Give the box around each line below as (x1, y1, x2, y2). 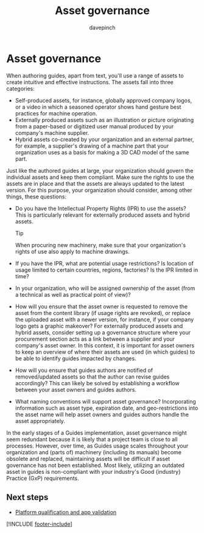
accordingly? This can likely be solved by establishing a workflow (15, 379, 180, 386)
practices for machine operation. (15, 109, 97, 117)
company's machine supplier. (15, 129, 90, 136)
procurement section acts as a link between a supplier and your (15, 335, 175, 343)
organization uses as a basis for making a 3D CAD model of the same (15, 148, 189, 156)
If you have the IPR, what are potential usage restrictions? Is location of (15, 259, 194, 267)
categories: (6, 85, 35, 92)
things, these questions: (6, 193, 67, 200)
